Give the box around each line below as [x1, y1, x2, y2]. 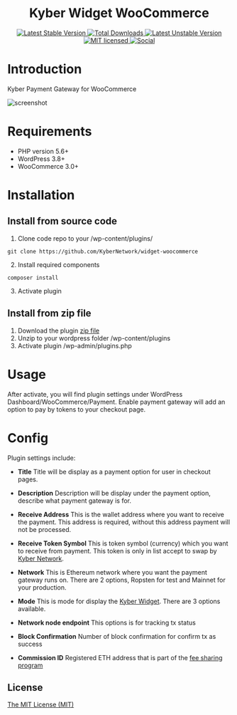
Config [7, 429, 48, 446]
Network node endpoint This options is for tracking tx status [17, 618, 197, 627]
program [17, 661, 43, 669]
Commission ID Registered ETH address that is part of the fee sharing [17, 653, 223, 662]
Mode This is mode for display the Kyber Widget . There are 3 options [17, 597, 221, 605]
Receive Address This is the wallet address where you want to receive [17, 510, 225, 518]
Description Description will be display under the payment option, [17, 489, 211, 497]
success [17, 640, 43, 648]
